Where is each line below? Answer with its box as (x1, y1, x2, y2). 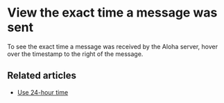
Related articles (7, 70, 76, 82)
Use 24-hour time (17, 88, 69, 96)
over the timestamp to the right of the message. (7, 50, 144, 58)
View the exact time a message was (7, 5, 218, 21)
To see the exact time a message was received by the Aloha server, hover (7, 42, 218, 50)
